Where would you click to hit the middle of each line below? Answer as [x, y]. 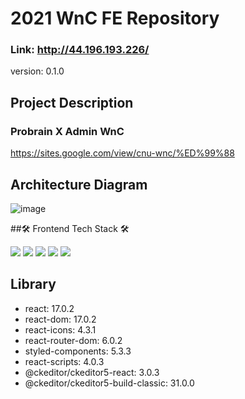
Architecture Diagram [79, 184]
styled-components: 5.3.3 [78, 351]
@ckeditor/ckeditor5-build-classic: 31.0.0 [109, 383]
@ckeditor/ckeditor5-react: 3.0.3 [92, 372]
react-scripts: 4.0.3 [64, 361]
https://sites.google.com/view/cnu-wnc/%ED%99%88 [122, 153]
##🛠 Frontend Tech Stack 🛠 [70, 228]
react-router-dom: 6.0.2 [73, 340]
